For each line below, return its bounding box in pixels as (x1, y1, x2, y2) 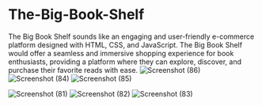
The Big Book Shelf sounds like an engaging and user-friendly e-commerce (8, 32, 255, 41)
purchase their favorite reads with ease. (8, 65, 139, 74)
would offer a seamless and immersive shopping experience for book (8, 48, 234, 58)
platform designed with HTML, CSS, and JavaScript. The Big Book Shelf (8, 40, 243, 49)
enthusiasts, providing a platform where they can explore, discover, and (8, 57, 241, 66)
